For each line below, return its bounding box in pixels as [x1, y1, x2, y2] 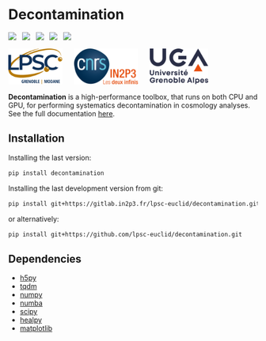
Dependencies [8, 252, 82, 266]
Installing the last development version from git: [8, 184, 164, 193]
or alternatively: [8, 214, 59, 223]
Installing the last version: [8, 153, 92, 162]
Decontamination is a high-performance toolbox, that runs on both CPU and [8, 92, 258, 101]
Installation [8, 132, 65, 146]
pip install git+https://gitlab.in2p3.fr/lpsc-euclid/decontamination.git [8, 199, 260, 207]
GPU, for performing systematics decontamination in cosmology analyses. [8, 100, 251, 110]
